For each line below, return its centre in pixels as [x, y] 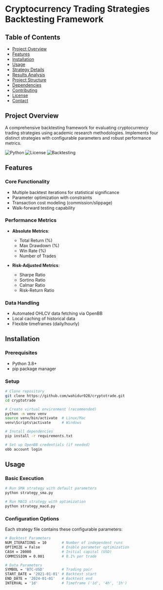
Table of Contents [33, 37]
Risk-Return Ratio [37, 290]
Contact [20, 100]
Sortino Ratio [32, 280]
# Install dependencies [29, 431]
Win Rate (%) [33, 250]
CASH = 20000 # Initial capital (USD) [58, 552]
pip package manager [34, 369]
